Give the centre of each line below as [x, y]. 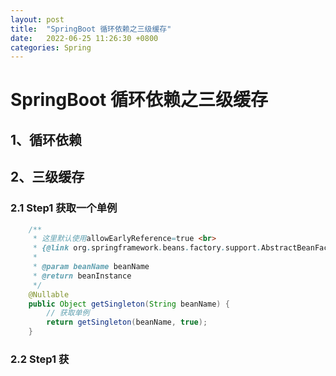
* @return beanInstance [82, 276]
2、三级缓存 [47, 177]
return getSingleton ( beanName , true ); [127, 322]
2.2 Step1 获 [40, 359]
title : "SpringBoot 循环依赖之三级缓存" [91, 29]
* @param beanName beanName [91, 267]
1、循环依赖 [46, 139]
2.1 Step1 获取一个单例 [64, 208]
